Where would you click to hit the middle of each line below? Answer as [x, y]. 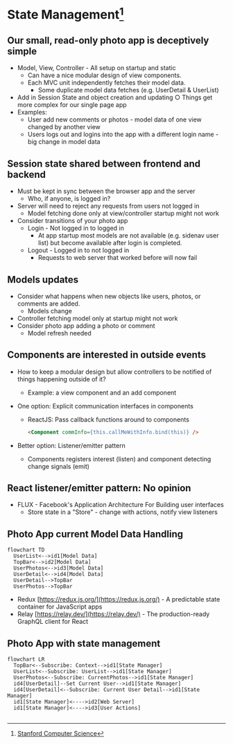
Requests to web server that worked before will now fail [118, 258]
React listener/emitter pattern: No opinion [99, 488]
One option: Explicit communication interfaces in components [105, 406]
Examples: [32, 113]
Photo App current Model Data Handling [95, 534]
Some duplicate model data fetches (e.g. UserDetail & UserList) [129, 90]
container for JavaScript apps [60, 607]
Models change [50, 311]
